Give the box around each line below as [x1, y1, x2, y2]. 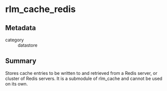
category [5, 37, 24, 43]
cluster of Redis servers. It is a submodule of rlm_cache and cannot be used [5, 75, 162, 81]
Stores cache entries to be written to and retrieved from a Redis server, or [5, 70, 157, 76]
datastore [18, 42, 38, 48]
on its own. [5, 80, 28, 86]
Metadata [5, 24, 36, 32]
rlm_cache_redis [5, 4, 76, 15]
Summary [5, 57, 37, 65]
